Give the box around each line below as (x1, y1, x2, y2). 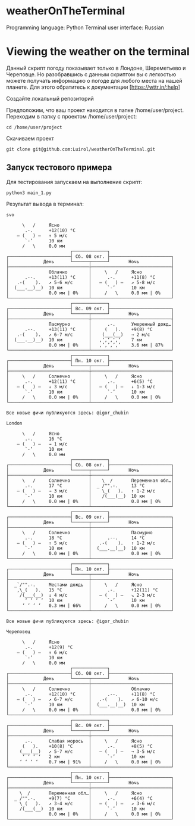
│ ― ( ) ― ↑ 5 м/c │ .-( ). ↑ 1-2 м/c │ (6, 540, 174, 546)
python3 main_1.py (6, 189, 52, 196)
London (6, 420, 23, 426)
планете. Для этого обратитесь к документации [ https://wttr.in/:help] (6, 83, 180, 91)
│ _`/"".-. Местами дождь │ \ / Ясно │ (6, 582, 174, 588)
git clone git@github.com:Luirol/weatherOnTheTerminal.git (6, 146, 156, 152)
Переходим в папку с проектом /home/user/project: (6, 113, 137, 120)
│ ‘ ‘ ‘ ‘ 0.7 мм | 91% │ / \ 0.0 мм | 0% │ (6, 759, 174, 765)
